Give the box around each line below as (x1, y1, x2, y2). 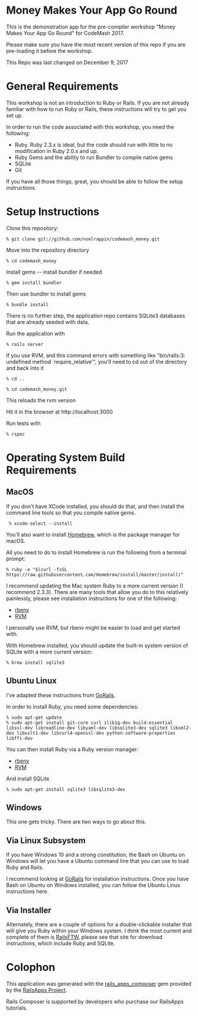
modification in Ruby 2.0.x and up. (14, 147, 99, 154)
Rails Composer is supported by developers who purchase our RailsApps (6, 998, 184, 1005)
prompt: (6, 555, 25, 562)
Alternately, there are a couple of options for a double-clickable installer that (6, 921, 192, 928)
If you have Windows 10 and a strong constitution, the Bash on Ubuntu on (6, 851, 185, 858)
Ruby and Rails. (6, 864, 44, 871)
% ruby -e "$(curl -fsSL (6, 566, 67, 573)
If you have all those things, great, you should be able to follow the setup (6, 177, 183, 185)
